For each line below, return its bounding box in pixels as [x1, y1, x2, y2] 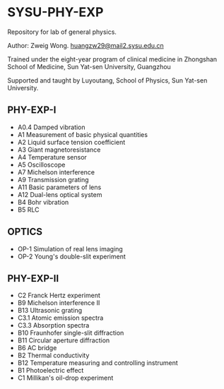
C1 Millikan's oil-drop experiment [17, 373, 114, 382]
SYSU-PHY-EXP [7, 4, 104, 20]
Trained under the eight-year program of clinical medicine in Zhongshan [7, 54, 218, 64]
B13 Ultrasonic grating [17, 306, 83, 315]
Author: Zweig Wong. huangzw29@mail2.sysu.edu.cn [7, 41, 164, 49]
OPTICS [7, 226, 42, 238]
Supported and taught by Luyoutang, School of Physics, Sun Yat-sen [7, 76, 208, 85]
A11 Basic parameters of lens [17, 183, 102, 191]
